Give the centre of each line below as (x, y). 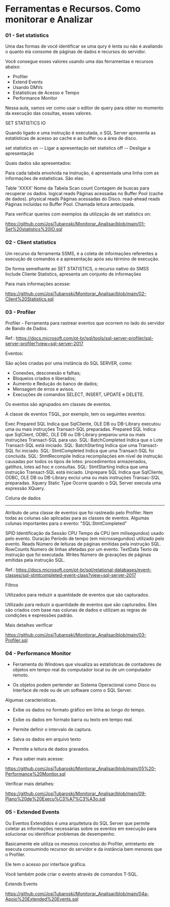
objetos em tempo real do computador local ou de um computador (82, 670)
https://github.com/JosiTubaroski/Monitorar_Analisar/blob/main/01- (75, 224)
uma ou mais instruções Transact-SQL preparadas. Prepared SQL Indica (80, 429)
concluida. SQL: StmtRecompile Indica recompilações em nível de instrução (84, 456)
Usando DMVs (28, 87)
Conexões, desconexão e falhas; (47, 373)
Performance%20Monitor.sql (35, 774)
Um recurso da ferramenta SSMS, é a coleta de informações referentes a (81, 253)
